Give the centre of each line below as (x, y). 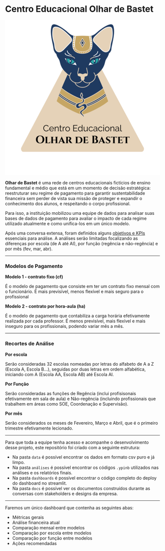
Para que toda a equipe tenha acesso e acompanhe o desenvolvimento (77, 442)
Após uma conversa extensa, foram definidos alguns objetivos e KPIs (75, 233)
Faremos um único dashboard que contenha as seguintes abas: (69, 508)
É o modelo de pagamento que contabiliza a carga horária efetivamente (78, 316)
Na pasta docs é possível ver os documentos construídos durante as (81, 488)
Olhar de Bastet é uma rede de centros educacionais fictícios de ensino (78, 182)
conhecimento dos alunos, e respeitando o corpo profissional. (68, 203)
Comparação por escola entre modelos (52, 533)
